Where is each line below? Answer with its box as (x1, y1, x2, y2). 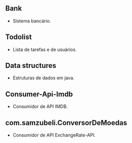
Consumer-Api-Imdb (5, 90, 73, 98)
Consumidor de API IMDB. (12, 103, 68, 110)
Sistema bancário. (12, 17, 51, 24)
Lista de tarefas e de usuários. (12, 46, 77, 52)
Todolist (5, 33, 32, 42)
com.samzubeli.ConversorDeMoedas (5, 118, 127, 127)
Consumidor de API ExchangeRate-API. (12, 132, 96, 138)
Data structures (5, 61, 56, 70)
